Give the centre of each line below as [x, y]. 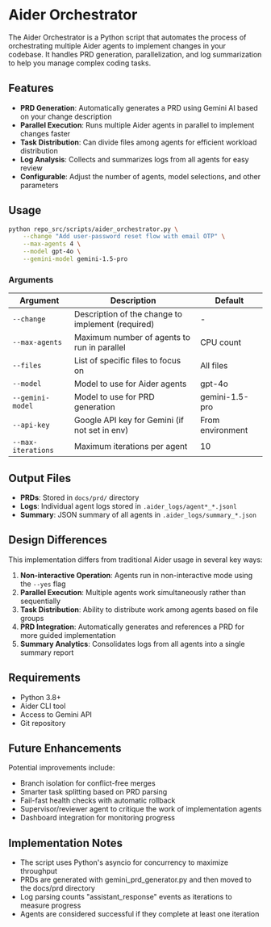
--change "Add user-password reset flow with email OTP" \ [124, 237]
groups [32, 618]
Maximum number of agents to [132, 338]
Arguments [31, 279]
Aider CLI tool [43, 706]
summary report [47, 652]
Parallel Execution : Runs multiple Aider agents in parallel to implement [137, 125]
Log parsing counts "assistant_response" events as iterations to [126, 897]
